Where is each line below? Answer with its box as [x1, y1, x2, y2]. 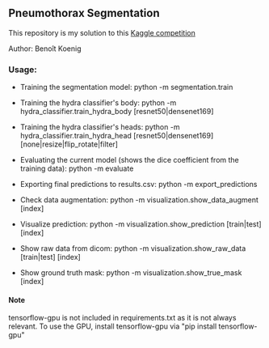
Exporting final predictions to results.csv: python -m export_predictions [19, 180, 258, 189]
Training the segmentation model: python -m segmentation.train [19, 83, 233, 92]
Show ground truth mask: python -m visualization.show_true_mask [19, 268, 242, 278]
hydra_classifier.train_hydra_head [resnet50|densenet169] [19, 131, 214, 141]
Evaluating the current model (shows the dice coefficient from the [19, 155, 240, 165]
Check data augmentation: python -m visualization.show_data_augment [19, 195, 258, 205]
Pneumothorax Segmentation [8, 6, 160, 20]
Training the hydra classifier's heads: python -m [19, 122, 180, 132]
